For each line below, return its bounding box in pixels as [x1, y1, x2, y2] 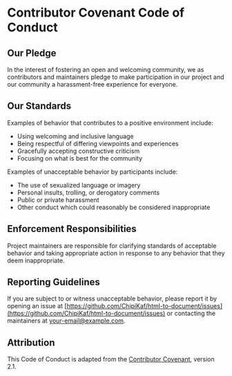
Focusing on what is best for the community [17, 154, 143, 162]
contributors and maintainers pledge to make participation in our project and [7, 73, 224, 81]
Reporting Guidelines [7, 276, 100, 288]
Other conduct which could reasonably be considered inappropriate [17, 203, 211, 211]
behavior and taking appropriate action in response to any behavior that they [7, 249, 226, 257]
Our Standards [7, 100, 72, 112]
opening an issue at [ [7, 302, 67, 310]
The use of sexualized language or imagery [17, 181, 141, 189]
